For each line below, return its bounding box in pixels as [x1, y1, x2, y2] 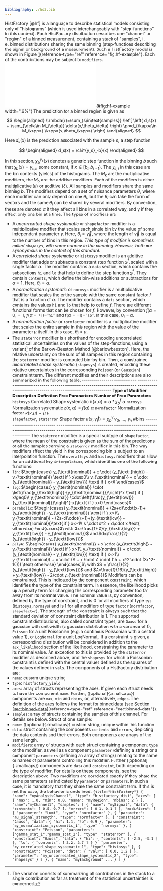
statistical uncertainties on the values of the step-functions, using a [12, 340, 147, 346]
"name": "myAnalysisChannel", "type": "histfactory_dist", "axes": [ [12, 793, 156, 798]
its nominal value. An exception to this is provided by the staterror [12, 649, 146, 655]
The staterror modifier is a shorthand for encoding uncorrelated [12, 335, 142, 341]
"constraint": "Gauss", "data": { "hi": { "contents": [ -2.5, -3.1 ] [12, 836, 158, 841]
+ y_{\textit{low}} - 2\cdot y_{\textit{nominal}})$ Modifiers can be [12, 572, 142, 577]
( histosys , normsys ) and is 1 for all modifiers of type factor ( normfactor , [12, 603, 154, 609]
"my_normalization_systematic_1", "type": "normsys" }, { [12, 823, 132, 828]
